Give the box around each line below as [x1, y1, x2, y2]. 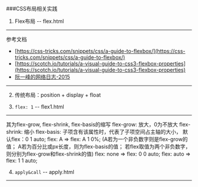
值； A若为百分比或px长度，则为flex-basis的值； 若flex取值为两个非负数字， [6, 143, 191, 150]
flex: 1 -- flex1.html [14, 103, 64, 110]
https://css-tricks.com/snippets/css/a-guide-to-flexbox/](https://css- [16, 48, 186, 54]
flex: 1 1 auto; [6, 157, 38, 164]
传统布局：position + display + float [14, 91, 101, 99]
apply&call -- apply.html [14, 169, 75, 175]
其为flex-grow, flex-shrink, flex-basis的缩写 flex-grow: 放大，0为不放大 [6, 121, 179, 128]
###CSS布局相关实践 [6, 5, 58, 12]
